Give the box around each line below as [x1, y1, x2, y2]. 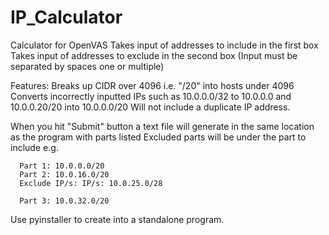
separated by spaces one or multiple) [10, 60, 165, 72]
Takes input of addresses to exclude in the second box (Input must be [10, 49, 298, 61]
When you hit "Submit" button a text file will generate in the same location [10, 120, 315, 132]
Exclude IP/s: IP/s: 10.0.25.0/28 [19, 178, 163, 188]
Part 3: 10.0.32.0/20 [19, 196, 110, 206]
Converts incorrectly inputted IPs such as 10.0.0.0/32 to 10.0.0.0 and [10, 90, 292, 102]
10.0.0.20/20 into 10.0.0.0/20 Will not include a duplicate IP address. [10, 101, 291, 113]
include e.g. [10, 141, 59, 153]
